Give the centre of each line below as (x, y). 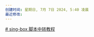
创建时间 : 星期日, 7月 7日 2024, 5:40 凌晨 (47, 10)
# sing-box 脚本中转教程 (30, 29)
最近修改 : (14, 14)
